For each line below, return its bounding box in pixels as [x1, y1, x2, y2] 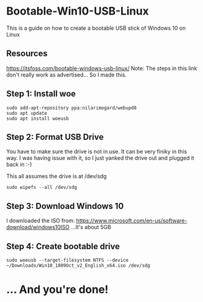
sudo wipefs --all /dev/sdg [6, 184, 78, 191]
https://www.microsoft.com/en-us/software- [76, 217, 187, 224]
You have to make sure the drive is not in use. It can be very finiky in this [6, 148, 187, 156]
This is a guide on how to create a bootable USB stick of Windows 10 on [6, 24, 186, 32]
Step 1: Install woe [6, 89, 76, 99]
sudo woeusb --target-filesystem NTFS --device [6, 257, 129, 263]
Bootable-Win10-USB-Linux [6, 4, 149, 18]
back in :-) [6, 161, 32, 168]
